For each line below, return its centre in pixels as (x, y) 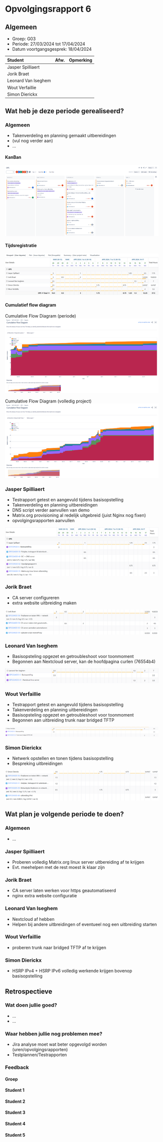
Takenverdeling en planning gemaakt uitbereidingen (64, 135)
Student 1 (15, 1090)
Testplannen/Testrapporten (39, 1055)
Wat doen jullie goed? (31, 1005)
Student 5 (15, 1135)
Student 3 (15, 1113)
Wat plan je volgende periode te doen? (64, 814)
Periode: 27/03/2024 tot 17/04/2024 (49, 44)
